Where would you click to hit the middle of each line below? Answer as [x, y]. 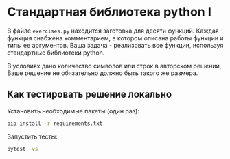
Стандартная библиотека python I [109, 12]
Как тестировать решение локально [90, 95]
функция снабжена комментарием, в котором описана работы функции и [115, 38]
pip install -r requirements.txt [55, 124]
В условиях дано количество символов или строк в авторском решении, [114, 66]
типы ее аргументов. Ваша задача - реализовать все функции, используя [115, 45]
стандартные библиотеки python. [56, 53]
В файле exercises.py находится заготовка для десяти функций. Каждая [113, 31]
